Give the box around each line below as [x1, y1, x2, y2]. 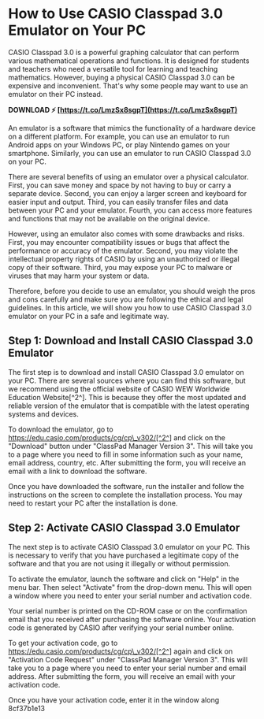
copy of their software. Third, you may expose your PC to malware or [8, 262, 232, 272]
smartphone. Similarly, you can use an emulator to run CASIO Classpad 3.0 [8, 148, 251, 158]
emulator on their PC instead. [8, 89, 103, 98]
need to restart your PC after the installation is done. [8, 498, 178, 508]
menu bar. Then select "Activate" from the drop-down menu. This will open [8, 582, 252, 591]
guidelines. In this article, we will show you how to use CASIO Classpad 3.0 [8, 302, 252, 312]
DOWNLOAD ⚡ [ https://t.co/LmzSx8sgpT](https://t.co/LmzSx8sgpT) [8, 105, 238, 114]
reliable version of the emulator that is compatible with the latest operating [8, 401, 250, 410]
